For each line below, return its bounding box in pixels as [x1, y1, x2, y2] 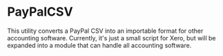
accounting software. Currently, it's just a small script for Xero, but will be [7, 33, 216, 42]
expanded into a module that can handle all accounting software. [7, 41, 192, 49]
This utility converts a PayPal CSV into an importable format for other [7, 27, 204, 35]
